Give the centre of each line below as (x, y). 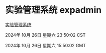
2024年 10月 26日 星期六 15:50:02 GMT (46, 45)
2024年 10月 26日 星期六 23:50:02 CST (46, 35)
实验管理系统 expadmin (53, 10)
